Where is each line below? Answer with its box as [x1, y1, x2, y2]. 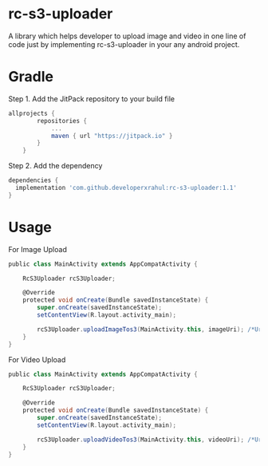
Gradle [8, 68, 54, 86]
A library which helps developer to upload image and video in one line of [8, 31, 246, 41]
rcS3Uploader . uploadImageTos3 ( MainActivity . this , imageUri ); [37, 325, 245, 334]
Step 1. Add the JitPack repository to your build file [8, 93, 175, 104]
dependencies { [8, 176, 59, 184]
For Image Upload [8, 244, 68, 254]
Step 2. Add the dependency [8, 161, 103, 171]
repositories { [37, 116, 88, 124]
